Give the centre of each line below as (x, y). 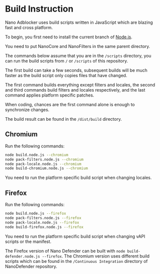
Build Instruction (39, 9)
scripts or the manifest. (28, 242)
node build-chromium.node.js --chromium (47, 168)
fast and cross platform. (29, 27)
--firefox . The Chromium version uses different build (96, 256)
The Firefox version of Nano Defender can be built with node (65, 251)
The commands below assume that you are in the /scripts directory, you (78, 56)
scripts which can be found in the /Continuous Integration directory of (76, 261)
